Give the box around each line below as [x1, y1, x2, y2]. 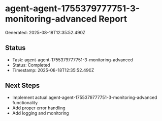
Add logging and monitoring [12, 110, 69, 116]
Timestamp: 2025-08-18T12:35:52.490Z [12, 67, 95, 73]
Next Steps [5, 81, 40, 90]
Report [98, 13, 127, 24]
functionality [12, 99, 38, 105]
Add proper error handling [12, 105, 65, 111]
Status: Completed [12, 62, 50, 68]
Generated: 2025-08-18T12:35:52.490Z [5, 29, 86, 35]
